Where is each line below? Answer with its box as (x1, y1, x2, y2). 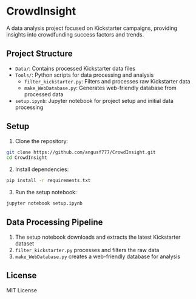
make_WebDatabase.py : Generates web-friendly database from (24, 84, 177, 91)
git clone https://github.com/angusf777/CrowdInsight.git (6, 149, 156, 155)
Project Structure (6, 49, 73, 59)
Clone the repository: (15, 137, 69, 144)
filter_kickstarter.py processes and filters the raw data (15, 246, 160, 253)
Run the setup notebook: (15, 189, 77, 196)
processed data (24, 90, 64, 98)
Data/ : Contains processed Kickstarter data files (15, 65, 135, 72)
